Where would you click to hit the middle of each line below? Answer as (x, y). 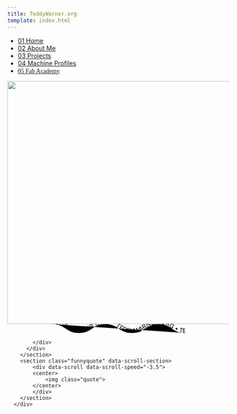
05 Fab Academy (38, 71)
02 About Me (37, 48)
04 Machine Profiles (47, 63)
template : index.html (39, 20)
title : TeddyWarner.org (42, 14)
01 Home (30, 40)
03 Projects (34, 55)
